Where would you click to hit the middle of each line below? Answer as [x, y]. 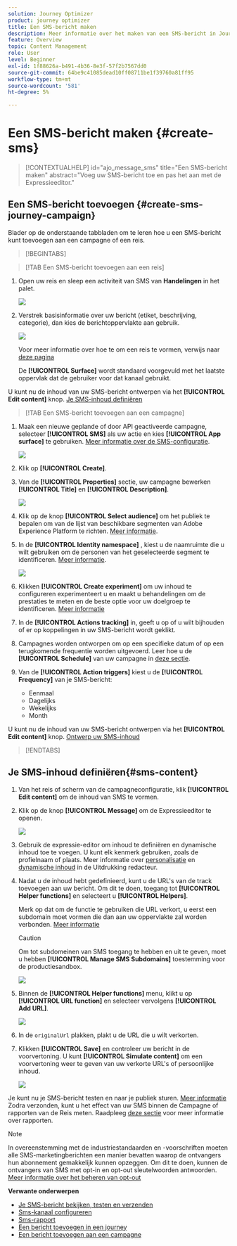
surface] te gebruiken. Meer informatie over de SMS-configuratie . [114, 441]
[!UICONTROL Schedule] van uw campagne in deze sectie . [104, 658]
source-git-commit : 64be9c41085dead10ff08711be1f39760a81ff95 [101, 72]
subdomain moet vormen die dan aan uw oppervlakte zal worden [112, 917]
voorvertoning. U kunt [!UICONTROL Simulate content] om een [110, 1056]
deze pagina [36, 357]
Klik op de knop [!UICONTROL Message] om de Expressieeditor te [115, 810]
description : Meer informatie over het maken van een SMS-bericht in [112, 33]
